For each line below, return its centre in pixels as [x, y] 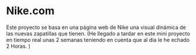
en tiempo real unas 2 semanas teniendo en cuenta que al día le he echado [98, 40]
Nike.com [30, 11]
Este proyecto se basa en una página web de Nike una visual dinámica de [96, 27]
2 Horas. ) [18, 46]
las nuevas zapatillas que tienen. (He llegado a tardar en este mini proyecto [98, 33]
